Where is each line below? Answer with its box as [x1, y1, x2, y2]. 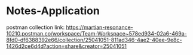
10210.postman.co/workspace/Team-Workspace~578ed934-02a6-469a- [6, 30, 187, 37]
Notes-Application [6, 4, 100, 18]
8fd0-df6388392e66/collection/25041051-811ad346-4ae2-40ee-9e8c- [6, 36, 182, 43]
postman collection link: [6, 24, 65, 31]
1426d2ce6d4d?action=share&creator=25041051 [6, 43, 127, 50]
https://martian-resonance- [65, 24, 133, 31]
